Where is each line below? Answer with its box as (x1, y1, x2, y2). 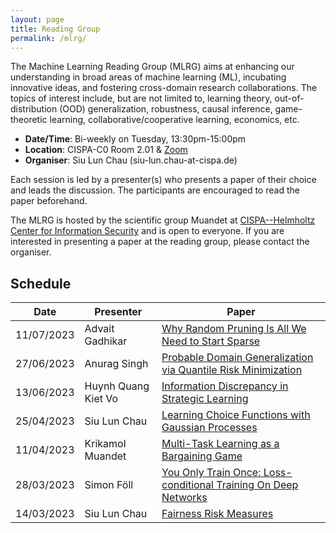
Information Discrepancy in (161, 379, 289, 393)
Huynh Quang (84, 379, 150, 393)
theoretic (10, 114, 48, 126)
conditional (161, 478, 214, 492)
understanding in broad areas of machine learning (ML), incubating (10, 71, 287, 83)
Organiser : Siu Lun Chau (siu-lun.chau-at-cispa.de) (24, 154, 238, 166)
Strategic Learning (161, 392, 249, 406)
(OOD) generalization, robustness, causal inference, (59, 103, 273, 115)
